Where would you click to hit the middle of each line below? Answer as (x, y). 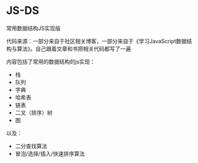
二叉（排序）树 (34, 113)
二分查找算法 (31, 146)
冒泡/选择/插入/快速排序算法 (50, 153)
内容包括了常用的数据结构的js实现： (51, 61)
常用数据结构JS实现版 (33, 28)
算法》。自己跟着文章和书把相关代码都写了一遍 (74, 49)
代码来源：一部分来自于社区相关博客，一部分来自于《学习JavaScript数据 (97, 41)
